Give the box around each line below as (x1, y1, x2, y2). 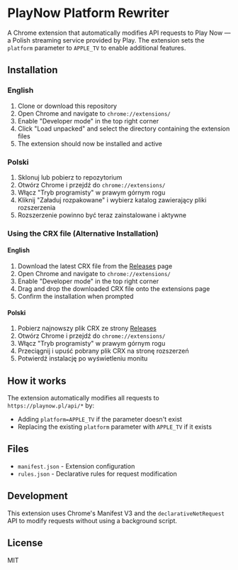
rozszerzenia (17, 203, 56, 212)
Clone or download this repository (17, 102, 118, 110)
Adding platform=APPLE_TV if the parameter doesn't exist (17, 415, 183, 424)
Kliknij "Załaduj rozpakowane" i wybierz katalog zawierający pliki (17, 195, 207, 204)
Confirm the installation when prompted (17, 292, 134, 301)
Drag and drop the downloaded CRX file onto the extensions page (17, 285, 210, 293)
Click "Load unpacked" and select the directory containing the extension (17, 124, 230, 133)
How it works (7, 375, 67, 387)
